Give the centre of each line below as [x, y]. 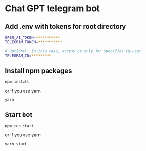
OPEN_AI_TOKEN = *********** [33, 38]
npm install [17, 82]
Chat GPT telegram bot [52, 9]
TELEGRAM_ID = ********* [28, 56]
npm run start [20, 126]
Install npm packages [38, 70]
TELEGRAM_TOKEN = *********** [34, 42]
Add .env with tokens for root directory [66, 27]
